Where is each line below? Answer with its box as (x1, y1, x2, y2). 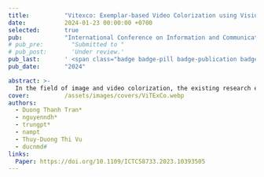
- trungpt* (15, 121, 51, 129)
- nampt (15, 128, 41, 136)
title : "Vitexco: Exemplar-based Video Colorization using (8, 11, 237, 20)
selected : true (8, 26, 79, 34)
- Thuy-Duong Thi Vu (15, 135, 82, 143)
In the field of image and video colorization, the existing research (15, 84, 251, 92)
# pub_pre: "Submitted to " (8, 41, 125, 49)
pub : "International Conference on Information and (8, 33, 220, 42)
